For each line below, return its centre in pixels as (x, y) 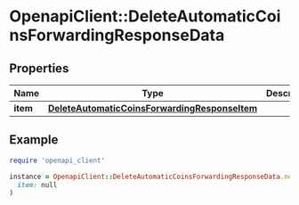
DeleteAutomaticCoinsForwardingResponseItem (153, 108)
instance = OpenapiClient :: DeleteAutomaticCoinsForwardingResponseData (145, 176)
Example (34, 140)
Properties (39, 68)
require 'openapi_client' (57, 160)
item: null (37, 184)
